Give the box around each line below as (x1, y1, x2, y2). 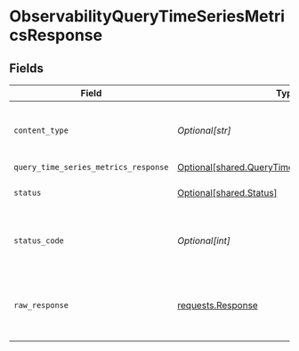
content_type (13, 126, 69, 135)
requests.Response (177, 299, 258, 311)
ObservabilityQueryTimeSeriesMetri (9, 6, 286, 27)
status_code (13, 236, 65, 246)
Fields (9, 61, 44, 76)
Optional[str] (177, 125, 231, 136)
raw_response (13, 300, 69, 310)
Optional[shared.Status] (177, 187, 278, 199)
